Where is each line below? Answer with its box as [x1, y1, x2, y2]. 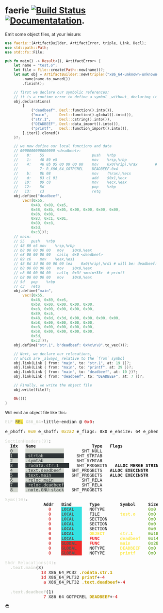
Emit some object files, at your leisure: [5, 31, 81, 37]
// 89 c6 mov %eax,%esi [14, 257, 75, 262]
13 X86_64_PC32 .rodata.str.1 [41, 569, 113, 575]
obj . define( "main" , [14, 288, 53, 294]
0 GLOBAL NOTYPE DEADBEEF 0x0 [48, 545, 156, 551]
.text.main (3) [10, 564, 44, 570]
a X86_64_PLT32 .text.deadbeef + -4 [43, 579, 126, 585]
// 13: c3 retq [14, 189, 101, 194]
